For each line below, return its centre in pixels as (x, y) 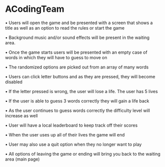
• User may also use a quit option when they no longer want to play (73, 144)
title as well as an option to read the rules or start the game (65, 28)
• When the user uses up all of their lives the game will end (65, 134)
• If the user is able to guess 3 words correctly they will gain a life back (77, 101)
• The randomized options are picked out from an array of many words (77, 67)
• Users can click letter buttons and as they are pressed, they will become (80, 76)
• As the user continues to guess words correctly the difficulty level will (78, 110)
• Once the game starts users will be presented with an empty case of (76, 52)
